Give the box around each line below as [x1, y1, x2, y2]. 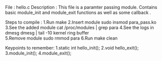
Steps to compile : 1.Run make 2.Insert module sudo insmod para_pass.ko [5, 19, 157, 25]
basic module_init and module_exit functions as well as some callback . [5, 9, 151, 15]
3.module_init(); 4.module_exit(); [5, 50, 72, 56]
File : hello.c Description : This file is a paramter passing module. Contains [5, 4, 158, 10]
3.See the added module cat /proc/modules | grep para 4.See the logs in [5, 24, 154, 30]
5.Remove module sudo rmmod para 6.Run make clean [5, 35, 118, 41]
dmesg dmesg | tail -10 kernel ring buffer [5, 30, 89, 35]
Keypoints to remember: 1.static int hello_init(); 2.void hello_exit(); [5, 45, 139, 50]
